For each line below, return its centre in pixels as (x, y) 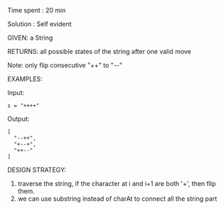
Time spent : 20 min (37, 10)
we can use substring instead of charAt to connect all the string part (117, 199)
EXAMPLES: (25, 79)
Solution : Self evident (39, 24)
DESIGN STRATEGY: (37, 170)
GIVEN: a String (30, 38)
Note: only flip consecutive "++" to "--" (65, 65)
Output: (18, 119)
